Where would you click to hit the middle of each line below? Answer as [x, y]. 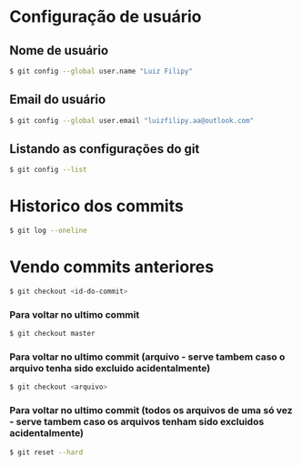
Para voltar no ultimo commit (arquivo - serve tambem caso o [147, 357]
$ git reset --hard [46, 452]
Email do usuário [58, 100]
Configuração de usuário [106, 17]
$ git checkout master [52, 334]
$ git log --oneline [49, 231]
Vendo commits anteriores [112, 267]
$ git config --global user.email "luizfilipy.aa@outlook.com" [132, 120]
